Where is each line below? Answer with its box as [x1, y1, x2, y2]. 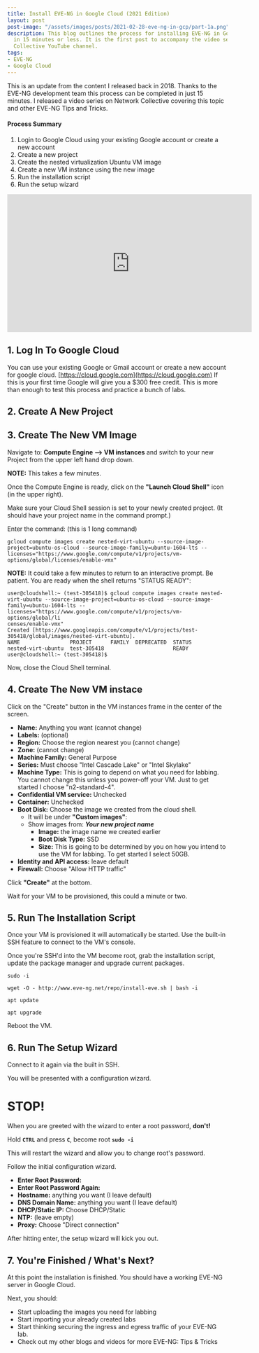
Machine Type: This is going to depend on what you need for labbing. [17, 768, 219, 776]
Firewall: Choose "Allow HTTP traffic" [17, 864, 127, 873]
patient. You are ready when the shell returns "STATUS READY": [7, 576, 191, 585]
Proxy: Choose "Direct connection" [17, 1221, 120, 1229]
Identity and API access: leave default [17, 857, 129, 866]
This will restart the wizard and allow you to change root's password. [7, 1149, 206, 1158]
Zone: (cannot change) [17, 745, 84, 754]
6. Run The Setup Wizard [7, 1041, 118, 1054]
